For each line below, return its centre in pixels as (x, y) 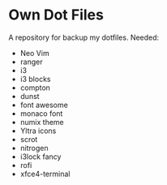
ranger (31, 62)
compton (35, 88)
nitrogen (34, 148)
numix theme (42, 122)
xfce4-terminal (45, 174)
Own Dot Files (56, 15)
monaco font (41, 113)
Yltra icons (38, 131)
